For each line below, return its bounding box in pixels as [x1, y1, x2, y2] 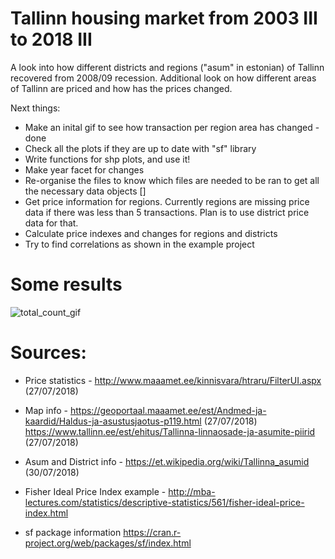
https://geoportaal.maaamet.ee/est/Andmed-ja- [69, 404, 267, 416]
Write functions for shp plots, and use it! [24, 153, 191, 165]
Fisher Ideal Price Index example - [24, 485, 167, 497]
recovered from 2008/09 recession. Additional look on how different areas [10, 72, 317, 84]
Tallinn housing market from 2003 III [10, 7, 318, 30]
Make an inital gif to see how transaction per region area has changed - [24, 121, 320, 133]
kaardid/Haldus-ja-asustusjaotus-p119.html [24, 415, 202, 427]
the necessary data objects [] [24, 185, 147, 197]
